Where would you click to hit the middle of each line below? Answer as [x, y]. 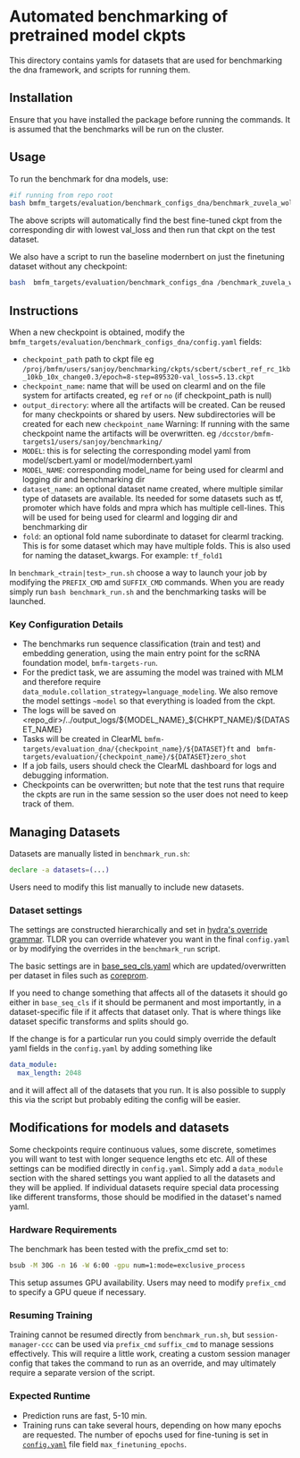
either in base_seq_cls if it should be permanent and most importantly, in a [145, 1002]
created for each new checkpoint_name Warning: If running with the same [156, 424]
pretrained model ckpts [97, 35]
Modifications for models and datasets [119, 1128]
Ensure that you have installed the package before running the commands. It [150, 119]
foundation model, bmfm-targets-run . [90, 663]
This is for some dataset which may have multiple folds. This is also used [156, 546]
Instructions [44, 311]
